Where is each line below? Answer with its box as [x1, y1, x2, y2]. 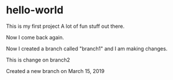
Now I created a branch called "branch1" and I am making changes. [6, 45, 168, 52]
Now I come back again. [6, 34, 64, 41]
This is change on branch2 [6, 56, 70, 63]
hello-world [6, 3, 64, 17]
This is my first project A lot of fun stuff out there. [6, 23, 125, 30]
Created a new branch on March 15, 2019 [6, 67, 105, 74]
